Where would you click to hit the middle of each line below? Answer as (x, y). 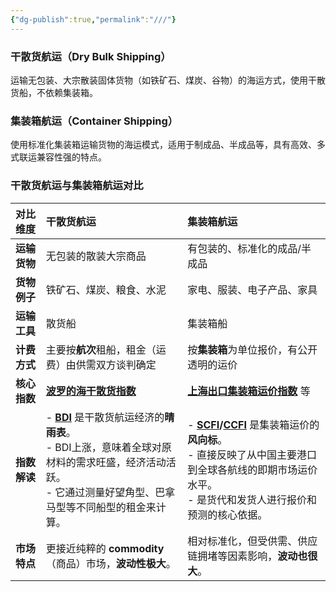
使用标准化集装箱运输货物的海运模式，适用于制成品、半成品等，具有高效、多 (168, 145)
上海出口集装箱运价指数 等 (249, 391)
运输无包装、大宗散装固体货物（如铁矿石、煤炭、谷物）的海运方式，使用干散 (168, 80)
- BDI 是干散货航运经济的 (105, 417)
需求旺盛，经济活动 (121, 462)
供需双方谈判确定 (116, 364)
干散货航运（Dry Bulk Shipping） (91, 56)
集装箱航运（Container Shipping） (94, 121)
